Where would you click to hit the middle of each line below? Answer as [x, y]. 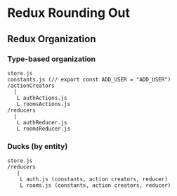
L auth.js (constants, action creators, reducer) [94, 179]
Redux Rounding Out [69, 13]
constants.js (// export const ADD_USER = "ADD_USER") [89, 79]
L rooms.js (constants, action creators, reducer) [96, 185]
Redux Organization [52, 39]
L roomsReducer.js [44, 129]
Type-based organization [52, 59]
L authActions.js [42, 98]
